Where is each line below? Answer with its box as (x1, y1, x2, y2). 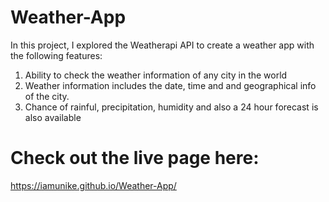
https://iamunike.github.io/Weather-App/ (10, 179, 177, 191)
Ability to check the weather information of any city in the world (24, 69, 288, 81)
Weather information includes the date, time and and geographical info (24, 79, 317, 91)
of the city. (24, 90, 70, 102)
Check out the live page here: (10, 147, 260, 170)
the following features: (10, 49, 103, 61)
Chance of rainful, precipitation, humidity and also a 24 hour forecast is (24, 101, 319, 113)
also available (24, 111, 82, 123)
